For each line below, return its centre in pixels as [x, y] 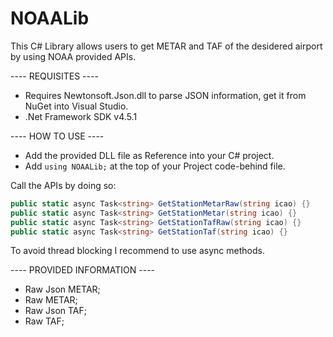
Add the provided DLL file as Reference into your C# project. [149, 155]
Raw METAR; [51, 300]
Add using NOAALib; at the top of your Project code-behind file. [155, 166]
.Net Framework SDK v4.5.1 [81, 116]
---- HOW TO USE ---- [57, 136]
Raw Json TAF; [55, 311]
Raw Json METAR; [62, 289]
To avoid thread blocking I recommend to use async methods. [137, 251]
